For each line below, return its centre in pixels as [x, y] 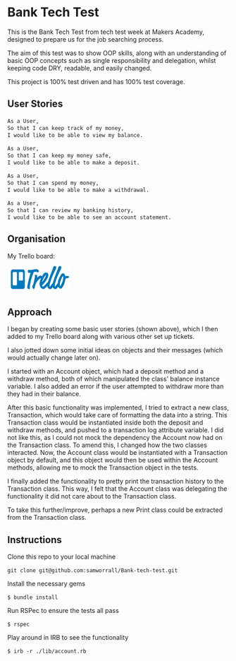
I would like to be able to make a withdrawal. [79, 190]
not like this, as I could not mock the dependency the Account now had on [115, 438]
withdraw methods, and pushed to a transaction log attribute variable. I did [116, 430]
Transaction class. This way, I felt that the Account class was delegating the [117, 489]
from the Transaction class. [47, 518]
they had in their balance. [44, 394]
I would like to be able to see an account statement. [89, 217]
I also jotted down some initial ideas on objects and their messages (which [115, 350]
